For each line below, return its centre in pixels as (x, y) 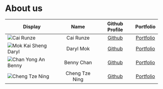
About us (24, 8)
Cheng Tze (78, 73)
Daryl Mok (78, 49)
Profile (115, 29)
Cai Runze (78, 38)
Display (32, 26)
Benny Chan (78, 62)
